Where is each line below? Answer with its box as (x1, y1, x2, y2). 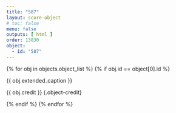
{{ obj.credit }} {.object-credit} (6, 89, 82, 96)
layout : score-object (6, 15, 61, 21)
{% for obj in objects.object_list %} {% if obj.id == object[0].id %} (6, 65, 171, 72)
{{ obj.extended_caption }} (6, 77, 73, 84)
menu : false (6, 26, 36, 32)
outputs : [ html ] (6, 32, 53, 38)
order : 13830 (6, 37, 39, 43)
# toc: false (6, 20, 39, 26)
